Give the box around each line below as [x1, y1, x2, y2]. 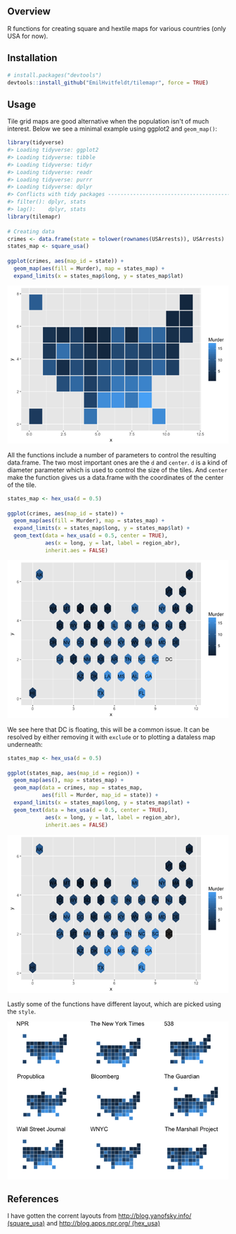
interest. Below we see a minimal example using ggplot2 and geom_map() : [7, 124, 218, 133]
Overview [7, 6, 51, 18]
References [7, 1193, 59, 1204]
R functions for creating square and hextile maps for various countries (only [7, 24, 226, 32]
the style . [7, 1007, 37, 1015]
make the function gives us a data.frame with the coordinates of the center [7, 473, 224, 481]
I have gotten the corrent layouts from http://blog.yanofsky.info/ [7, 1212, 192, 1220]
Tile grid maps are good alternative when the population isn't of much [7, 117, 209, 126]
